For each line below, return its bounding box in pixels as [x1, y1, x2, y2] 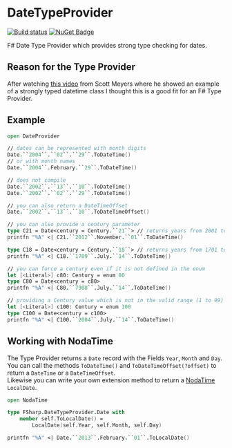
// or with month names [7, 158, 76, 165]
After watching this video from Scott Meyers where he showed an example [7, 80, 220, 88]
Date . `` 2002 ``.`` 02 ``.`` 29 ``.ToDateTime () [7, 189, 131, 196]
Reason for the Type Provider [7, 61, 136, 73]
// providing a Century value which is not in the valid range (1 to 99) [7, 297, 224, 304]
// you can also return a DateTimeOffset [7, 202, 128, 209]
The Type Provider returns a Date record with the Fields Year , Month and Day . [7, 354, 223, 362]
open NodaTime [7, 396, 48, 404]
